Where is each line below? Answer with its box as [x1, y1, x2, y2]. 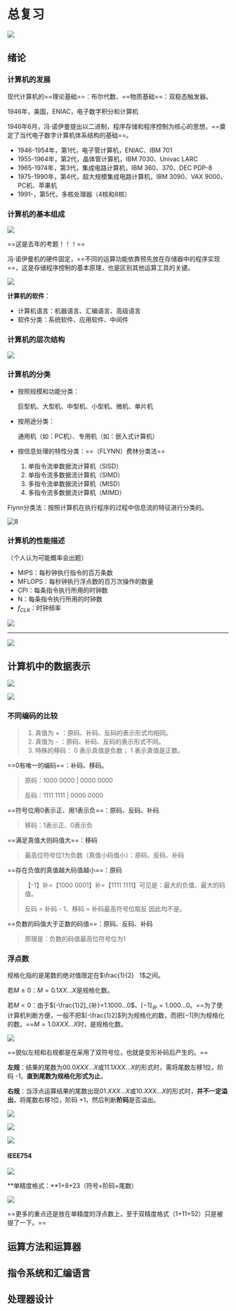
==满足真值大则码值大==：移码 [7, 836, 98, 844]
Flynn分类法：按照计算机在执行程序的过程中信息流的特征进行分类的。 [7, 503, 209, 511]
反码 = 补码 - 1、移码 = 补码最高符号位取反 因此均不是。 [24, 904, 186, 912]
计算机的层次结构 [7, 334, 65, 344]
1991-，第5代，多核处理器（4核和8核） [17, 189, 131, 198]
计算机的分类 [7, 370, 51, 379]
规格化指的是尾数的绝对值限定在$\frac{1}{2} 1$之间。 [7, 971, 164, 979]
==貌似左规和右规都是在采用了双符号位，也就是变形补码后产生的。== [7, 1048, 209, 1056]
